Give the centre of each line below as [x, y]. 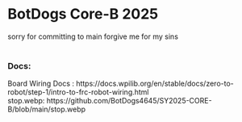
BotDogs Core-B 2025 [83, 14]
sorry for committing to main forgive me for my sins [93, 36]
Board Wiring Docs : [41, 84]
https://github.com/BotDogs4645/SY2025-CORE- [129, 101]
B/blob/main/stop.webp [47, 109]
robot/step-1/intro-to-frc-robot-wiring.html [79, 92]
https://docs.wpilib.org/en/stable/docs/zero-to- [155, 84]
